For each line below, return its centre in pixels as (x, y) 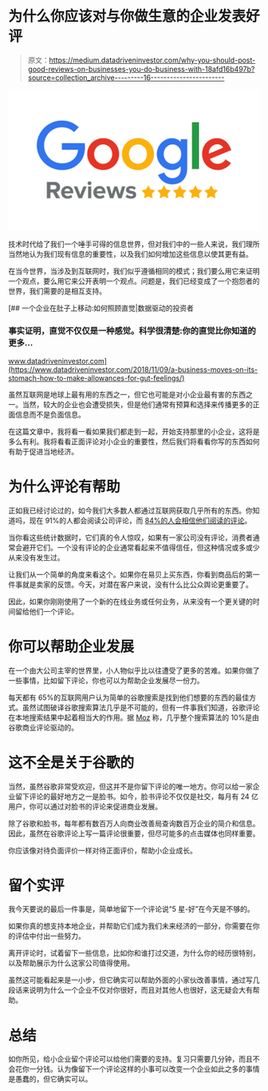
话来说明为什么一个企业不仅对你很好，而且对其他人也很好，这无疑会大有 (134, 990)
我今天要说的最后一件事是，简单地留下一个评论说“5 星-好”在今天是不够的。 (132, 909)
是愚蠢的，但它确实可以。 (50, 1079)
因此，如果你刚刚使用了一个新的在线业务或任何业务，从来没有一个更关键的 (130, 601)
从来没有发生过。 (36, 557)
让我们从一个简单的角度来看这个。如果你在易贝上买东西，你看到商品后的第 (130, 574)
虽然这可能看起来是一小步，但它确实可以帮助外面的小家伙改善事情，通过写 (130, 980)
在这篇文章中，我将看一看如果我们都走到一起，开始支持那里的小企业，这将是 (134, 431)
